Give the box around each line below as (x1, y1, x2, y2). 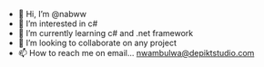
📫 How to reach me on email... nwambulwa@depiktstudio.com (17, 48, 255, 58)
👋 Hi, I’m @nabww (17, 9, 86, 19)
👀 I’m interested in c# (17, 18, 98, 29)
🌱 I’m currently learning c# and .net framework (17, 28, 194, 38)
